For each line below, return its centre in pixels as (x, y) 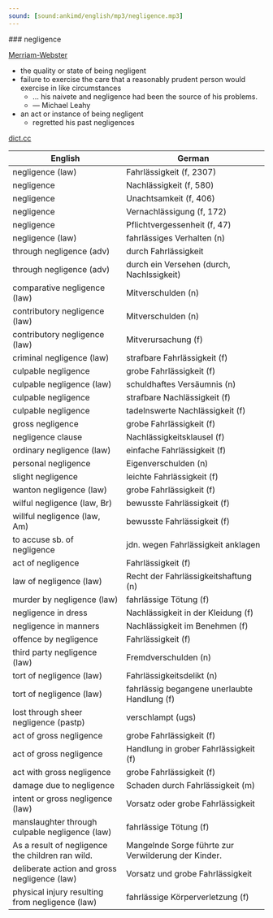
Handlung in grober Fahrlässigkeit (191, 748)
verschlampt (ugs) (161, 717)
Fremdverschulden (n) (168, 657)
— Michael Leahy (61, 105)
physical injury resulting (58, 892)
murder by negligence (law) (65, 600)
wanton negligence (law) (60, 490)
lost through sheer (48, 712)
